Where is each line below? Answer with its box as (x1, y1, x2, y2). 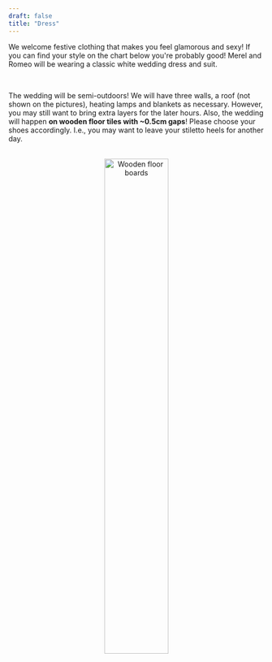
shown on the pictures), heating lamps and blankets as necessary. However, (8, 99, 264, 109)
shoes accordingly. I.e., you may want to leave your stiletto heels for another (8, 125, 264, 135)
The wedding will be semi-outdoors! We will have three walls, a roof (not (8, 90, 251, 100)
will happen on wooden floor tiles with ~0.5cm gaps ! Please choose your (8, 116, 256, 126)
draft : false (8, 11, 53, 20)
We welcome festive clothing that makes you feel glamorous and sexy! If (8, 41, 251, 51)
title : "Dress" (8, 19, 60, 28)
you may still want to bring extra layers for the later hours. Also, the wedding (8, 107, 264, 118)
